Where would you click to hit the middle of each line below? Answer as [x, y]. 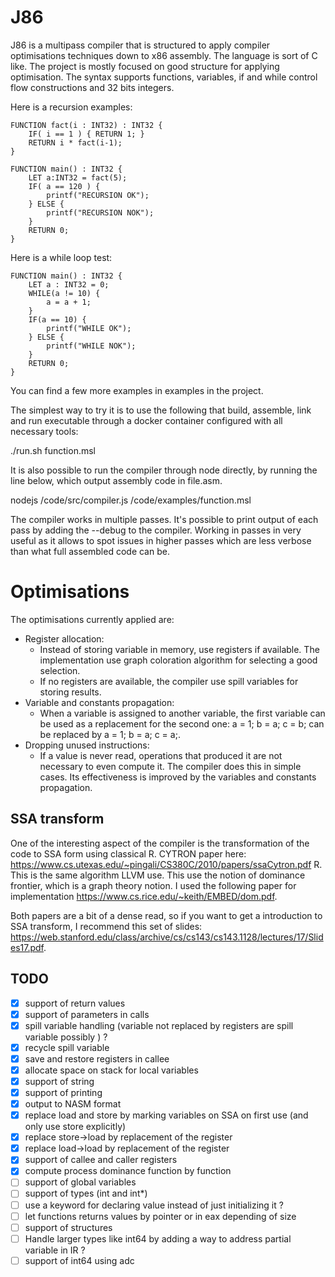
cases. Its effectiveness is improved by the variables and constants [178, 777]
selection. [60, 670]
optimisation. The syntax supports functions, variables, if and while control [164, 77]
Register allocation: [64, 638]
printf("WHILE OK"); [89, 328]
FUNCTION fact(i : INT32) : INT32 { [86, 125]
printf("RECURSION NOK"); [100, 212]
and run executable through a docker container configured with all [146, 420]
